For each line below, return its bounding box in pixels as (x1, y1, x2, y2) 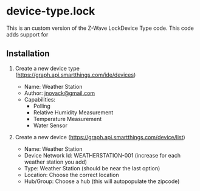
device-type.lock (6, 4, 95, 18)
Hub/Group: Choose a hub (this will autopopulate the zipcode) (24, 178, 180, 185)
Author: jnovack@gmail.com (24, 89, 95, 97)
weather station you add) (24, 158, 87, 165)
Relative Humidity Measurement (33, 108, 114, 116)
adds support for (6, 30, 49, 38)
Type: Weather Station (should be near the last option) (24, 164, 160, 172)
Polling (33, 102, 50, 109)
